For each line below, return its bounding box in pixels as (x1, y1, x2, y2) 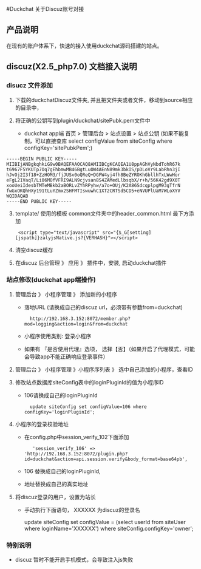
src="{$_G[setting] (102, 230, 152, 236)
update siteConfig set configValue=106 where (29, 403, 147, 410)
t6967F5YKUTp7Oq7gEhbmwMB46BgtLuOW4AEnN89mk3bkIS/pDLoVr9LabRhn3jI (6, 166, 181, 172)
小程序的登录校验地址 (15, 420, 69, 428)
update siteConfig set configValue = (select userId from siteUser (24, 518, 186, 525)
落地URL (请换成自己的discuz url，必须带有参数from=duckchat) (24, 303, 183, 311)
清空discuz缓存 (15, 246, 53, 253)
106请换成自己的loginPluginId (24, 391, 98, 399)
